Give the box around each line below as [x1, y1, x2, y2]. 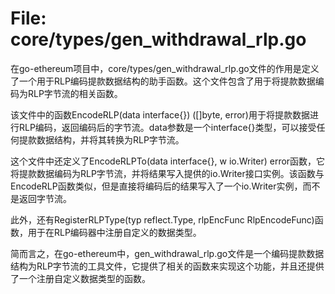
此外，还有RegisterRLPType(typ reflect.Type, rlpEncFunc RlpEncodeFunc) [10, 213, 315, 226]
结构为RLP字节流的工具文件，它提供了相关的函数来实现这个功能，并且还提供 [10, 260, 325, 272]
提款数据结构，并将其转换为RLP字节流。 [18, 133, 185, 146]
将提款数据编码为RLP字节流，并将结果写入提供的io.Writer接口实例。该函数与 [10, 167, 325, 179]
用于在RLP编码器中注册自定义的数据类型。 [27, 226, 202, 238]
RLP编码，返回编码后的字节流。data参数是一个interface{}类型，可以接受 [18, 121, 317, 133]
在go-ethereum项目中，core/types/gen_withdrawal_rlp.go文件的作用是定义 [10, 62, 320, 74]
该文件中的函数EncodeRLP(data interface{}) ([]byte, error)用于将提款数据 [10, 108, 310, 121]
